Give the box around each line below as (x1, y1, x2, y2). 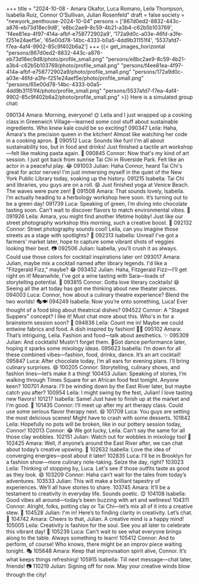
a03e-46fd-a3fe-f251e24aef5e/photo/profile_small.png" (6, 74, 144, 81)
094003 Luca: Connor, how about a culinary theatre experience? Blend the (6, 291, 189, 298)
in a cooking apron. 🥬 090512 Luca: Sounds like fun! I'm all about (6, 137, 165, 144)
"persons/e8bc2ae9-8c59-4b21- (105, 56, 187, 62)
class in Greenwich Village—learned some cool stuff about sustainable (6, 118, 179, 125)
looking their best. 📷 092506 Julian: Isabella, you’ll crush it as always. (6, 245, 178, 252)
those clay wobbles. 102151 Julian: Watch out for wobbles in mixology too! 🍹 (6, 434, 191, 440)
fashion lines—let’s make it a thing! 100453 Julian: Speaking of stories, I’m (6, 370, 187, 377)
